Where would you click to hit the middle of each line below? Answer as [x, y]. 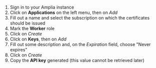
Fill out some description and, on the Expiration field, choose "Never [80, 44]
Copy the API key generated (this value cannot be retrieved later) [77, 60]
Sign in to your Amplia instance [42, 7]
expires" [18, 50]
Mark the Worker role [32, 28]
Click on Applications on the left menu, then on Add [64, 12]
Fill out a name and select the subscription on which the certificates [80, 18]
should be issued [27, 23]
